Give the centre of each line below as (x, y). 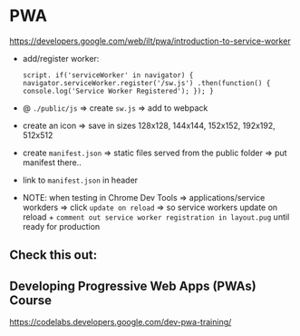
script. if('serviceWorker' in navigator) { (108, 75)
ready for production (61, 226)
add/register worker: (61, 58)
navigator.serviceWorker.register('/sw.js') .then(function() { (146, 83)
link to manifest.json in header (80, 180)
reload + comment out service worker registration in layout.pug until (156, 217)
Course (31, 300)
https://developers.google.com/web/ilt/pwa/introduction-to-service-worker (150, 41)
